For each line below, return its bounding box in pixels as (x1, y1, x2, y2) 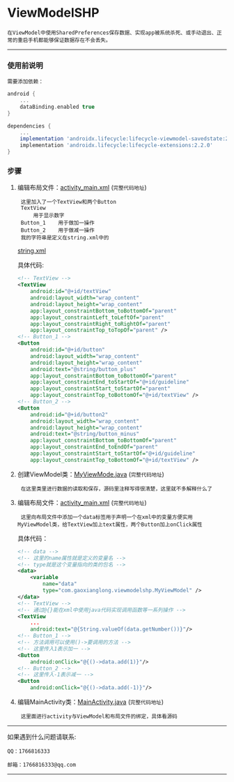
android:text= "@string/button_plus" (30, 366, 136, 373)
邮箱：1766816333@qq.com (7, 762, 77, 769)
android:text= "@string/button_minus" (30, 430, 139, 437)
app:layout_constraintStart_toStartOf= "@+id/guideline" (30, 450, 196, 458)
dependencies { (7, 122, 52, 130)
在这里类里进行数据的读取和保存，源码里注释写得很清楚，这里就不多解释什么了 (20, 485, 212, 492)
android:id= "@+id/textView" (30, 288, 111, 295)
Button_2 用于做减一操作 (20, 227, 95, 234)
